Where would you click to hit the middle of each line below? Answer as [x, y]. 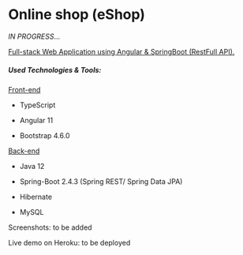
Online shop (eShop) [77, 15]
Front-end [24, 89]
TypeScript [37, 105]
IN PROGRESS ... [34, 36]
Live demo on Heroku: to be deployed [69, 242]
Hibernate [36, 197]
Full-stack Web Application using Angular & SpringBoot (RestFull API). [121, 51]
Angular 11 [36, 120]
